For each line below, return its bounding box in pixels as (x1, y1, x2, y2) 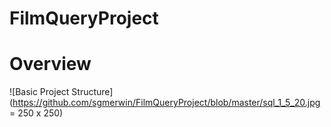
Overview (9, 53, 92, 76)
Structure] (71, 86, 114, 98)
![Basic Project (9, 86, 70, 98)
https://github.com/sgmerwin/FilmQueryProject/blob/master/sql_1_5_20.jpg (12, 97, 321, 109)
